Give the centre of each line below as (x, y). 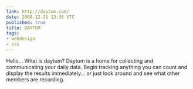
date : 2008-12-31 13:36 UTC (40, 17)
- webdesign (21, 39)
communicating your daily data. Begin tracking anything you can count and (97, 67)
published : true (26, 22)
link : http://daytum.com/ (38, 11)
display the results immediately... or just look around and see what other (93, 73)
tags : (13, 33)
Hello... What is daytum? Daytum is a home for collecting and (80, 61)
